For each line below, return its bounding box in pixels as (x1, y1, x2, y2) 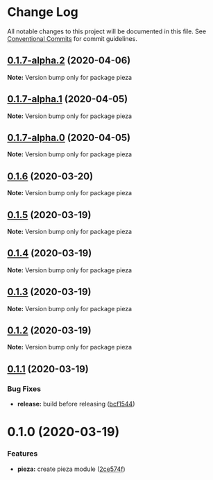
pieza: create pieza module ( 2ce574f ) (17, 465, 126, 473)
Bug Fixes (7, 383, 42, 393)
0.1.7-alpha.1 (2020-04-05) (7, 93, 128, 105)
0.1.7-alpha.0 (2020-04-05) (7, 131, 131, 143)
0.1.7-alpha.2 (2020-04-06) (7, 55, 131, 67)
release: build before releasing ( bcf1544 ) (17, 400, 135, 408)
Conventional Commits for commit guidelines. (7, 34, 137, 42)
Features (7, 449, 38, 458)
